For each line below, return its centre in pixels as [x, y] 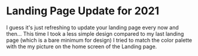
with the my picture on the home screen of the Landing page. [82, 46]
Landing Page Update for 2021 [83, 11]
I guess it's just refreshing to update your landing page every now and [93, 27]
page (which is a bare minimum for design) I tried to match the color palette [99, 40]
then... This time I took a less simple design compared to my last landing [95, 33]
